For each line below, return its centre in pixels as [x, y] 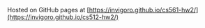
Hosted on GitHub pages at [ [48, 10]
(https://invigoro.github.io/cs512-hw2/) [63, 17]
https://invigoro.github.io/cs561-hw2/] [144, 10]
